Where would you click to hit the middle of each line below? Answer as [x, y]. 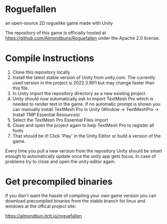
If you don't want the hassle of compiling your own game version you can [81, 195]
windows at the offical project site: [41, 206]
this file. [20, 88]
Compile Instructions [50, 58]
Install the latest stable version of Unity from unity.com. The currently [84, 77]
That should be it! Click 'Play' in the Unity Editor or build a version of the [86, 135]
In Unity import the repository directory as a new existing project [79, 93]
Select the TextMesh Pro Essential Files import [60, 120]
